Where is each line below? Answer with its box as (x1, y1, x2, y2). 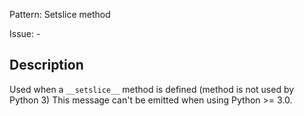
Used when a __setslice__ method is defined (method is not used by (9, 83, 295, 95)
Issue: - (9, 28, 41, 39)
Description (9, 57, 84, 74)
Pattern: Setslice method (9, 9, 111, 20)
